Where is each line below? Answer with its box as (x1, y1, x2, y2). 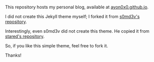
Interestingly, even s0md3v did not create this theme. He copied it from (5, 28, 150, 34)
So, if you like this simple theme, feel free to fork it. (5, 43, 108, 48)
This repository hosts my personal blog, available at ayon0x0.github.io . (5, 4, 149, 10)
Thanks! (5, 52, 22, 58)
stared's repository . (5, 34, 45, 39)
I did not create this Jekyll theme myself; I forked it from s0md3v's (5, 14, 140, 19)
